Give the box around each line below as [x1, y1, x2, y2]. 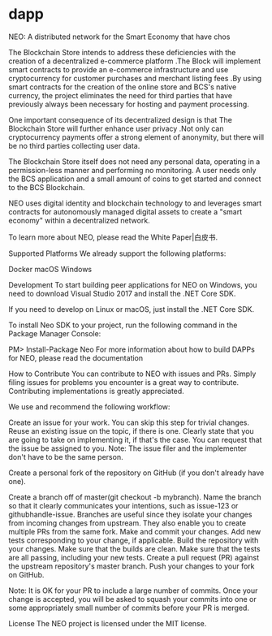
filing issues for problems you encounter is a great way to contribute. [8, 377, 240, 387]
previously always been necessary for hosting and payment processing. [8, 99, 249, 109]
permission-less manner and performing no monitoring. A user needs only [8, 165, 257, 175]
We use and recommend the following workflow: [8, 401, 171, 411]
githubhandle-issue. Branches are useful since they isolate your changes [8, 509, 253, 519]
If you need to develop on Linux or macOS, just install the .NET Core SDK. [8, 304, 254, 314]
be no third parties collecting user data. [8, 141, 140, 150]
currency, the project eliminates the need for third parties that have [8, 90, 233, 100]
